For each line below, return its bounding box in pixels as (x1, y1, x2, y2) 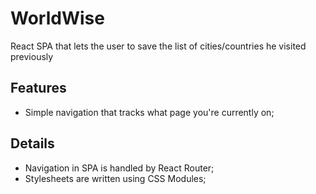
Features (10, 80, 67, 97)
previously (10, 50, 54, 62)
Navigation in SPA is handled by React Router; (24, 162, 215, 174)
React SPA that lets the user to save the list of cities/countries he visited (10, 40, 307, 52)
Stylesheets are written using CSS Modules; (24, 172, 207, 184)
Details (10, 135, 55, 152)
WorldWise (10, 7, 105, 30)
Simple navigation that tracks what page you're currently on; (24, 106, 275, 118)
